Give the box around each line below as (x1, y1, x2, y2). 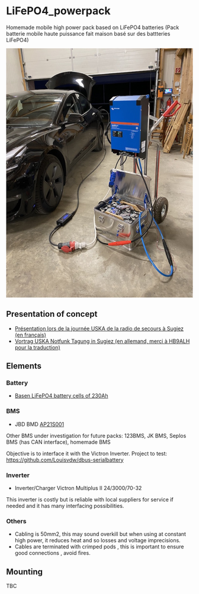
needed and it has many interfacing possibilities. (6, 503, 124, 510)
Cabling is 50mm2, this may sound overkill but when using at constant (14, 531, 187, 538)
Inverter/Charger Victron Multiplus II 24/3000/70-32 (14, 485, 142, 492)
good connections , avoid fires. (14, 549, 91, 557)
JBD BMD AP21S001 (14, 420, 65, 428)
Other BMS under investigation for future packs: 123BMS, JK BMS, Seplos (6, 432, 187, 439)
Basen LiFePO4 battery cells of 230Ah (14, 392, 108, 399)
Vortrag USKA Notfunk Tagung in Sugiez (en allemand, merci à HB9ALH (14, 337, 190, 345)
